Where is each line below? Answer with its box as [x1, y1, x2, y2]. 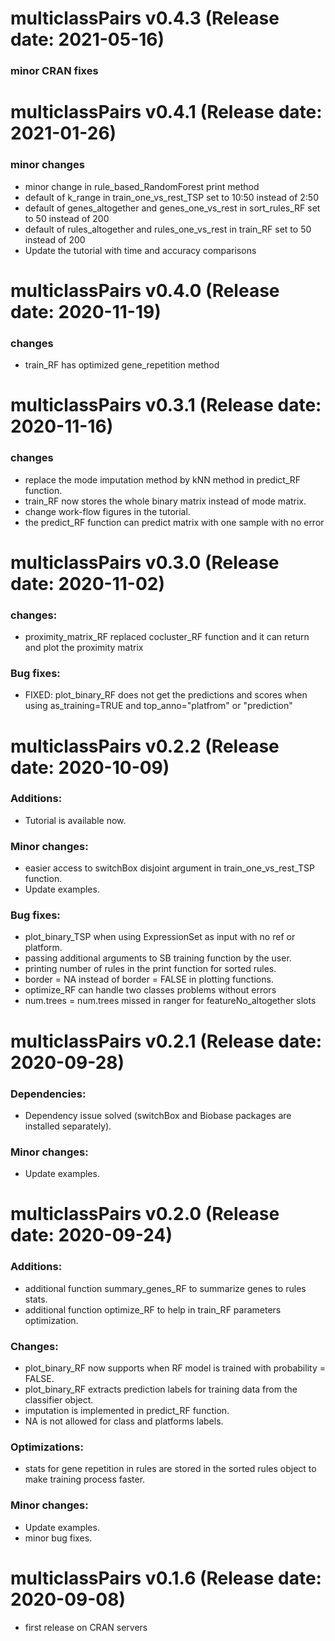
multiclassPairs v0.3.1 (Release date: [10, 394, 322, 417]
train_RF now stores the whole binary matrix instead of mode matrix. [24, 495, 307, 507]
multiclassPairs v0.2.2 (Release [10, 735, 280, 757]
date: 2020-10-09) [10, 756, 170, 779]
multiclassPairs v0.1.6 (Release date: [10, 1567, 322, 1589]
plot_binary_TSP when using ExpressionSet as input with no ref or [24, 931, 296, 943]
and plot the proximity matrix [24, 642, 144, 654]
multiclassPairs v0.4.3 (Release [10, 7, 280, 30]
